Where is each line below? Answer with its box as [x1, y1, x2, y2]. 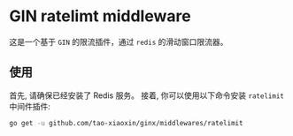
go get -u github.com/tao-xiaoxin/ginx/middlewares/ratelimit [9, 118, 243, 127]
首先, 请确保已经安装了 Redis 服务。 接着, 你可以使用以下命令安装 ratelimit [9, 90, 285, 101]
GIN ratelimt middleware [9, 6, 192, 26]
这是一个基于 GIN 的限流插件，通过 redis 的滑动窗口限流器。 [9, 36, 228, 47]
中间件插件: [9, 101, 51, 111]
